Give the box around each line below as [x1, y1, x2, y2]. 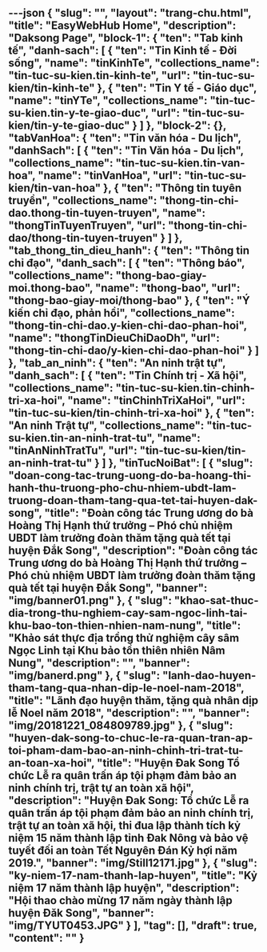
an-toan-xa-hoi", [8, 756, 95, 770]
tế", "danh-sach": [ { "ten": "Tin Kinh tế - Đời [8, 44, 237, 58]
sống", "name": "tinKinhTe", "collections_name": [8, 56, 260, 70]
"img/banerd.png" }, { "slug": [8, 669, 161, 682]
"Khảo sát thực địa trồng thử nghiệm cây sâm [8, 631, 240, 645]
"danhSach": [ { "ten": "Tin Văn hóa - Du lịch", [8, 144, 244, 158]
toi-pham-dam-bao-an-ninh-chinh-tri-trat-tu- [8, 744, 244, 758]
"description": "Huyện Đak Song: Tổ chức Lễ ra [8, 794, 249, 807]
